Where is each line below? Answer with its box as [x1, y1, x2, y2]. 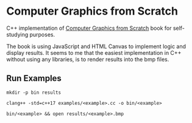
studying [6, 30, 29, 38]
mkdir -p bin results [6, 90, 62, 96]
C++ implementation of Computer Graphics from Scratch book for [6, 24, 172, 32]
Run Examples [6, 73, 62, 83]
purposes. [29, 30, 55, 38]
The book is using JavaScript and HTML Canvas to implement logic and [6, 43, 187, 50]
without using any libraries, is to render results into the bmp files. [6, 55, 169, 63]
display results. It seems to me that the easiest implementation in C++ [6, 49, 182, 56]
